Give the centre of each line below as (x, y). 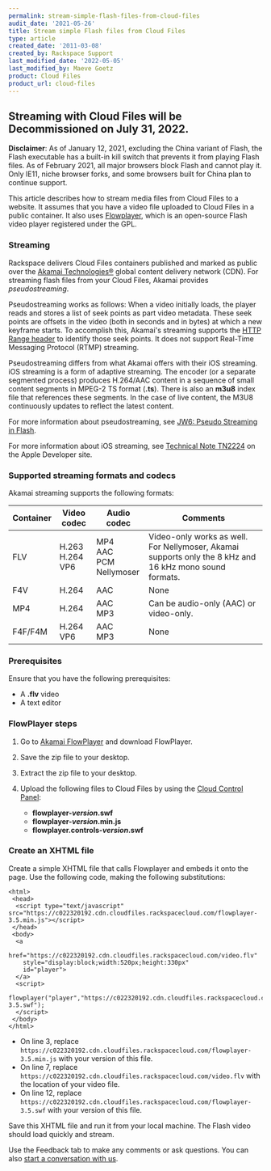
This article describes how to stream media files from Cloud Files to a (124, 198)
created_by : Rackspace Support (61, 53)
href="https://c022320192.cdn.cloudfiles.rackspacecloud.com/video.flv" (133, 955)
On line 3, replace (49, 1041)
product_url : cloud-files (52, 83)
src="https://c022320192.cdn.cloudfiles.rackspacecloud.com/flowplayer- (133, 913)
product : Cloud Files (45, 76)
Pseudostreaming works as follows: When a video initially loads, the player (132, 304)
